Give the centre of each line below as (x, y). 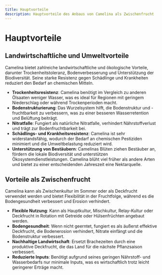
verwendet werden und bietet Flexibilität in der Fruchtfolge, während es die (80, 196)
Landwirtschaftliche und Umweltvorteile (67, 56)
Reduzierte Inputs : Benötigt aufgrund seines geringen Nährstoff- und (81, 257)
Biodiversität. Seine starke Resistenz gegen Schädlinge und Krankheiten (77, 77)
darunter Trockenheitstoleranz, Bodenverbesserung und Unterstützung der (80, 73)
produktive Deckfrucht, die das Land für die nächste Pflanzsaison (77, 247)
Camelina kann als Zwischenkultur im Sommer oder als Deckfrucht (71, 191)
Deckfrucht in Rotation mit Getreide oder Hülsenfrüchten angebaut (78, 216)
